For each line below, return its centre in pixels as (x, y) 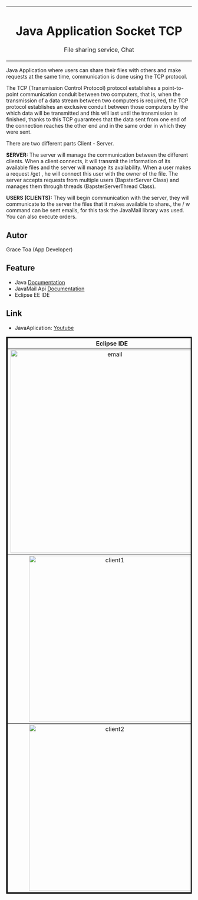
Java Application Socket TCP (99, 31)
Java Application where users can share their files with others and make (94, 70)
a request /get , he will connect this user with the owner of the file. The (92, 174)
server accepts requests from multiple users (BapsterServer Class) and (93, 180)
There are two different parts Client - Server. (60, 144)
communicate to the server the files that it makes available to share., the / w (98, 204)
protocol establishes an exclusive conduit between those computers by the (97, 107)
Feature (21, 268)
